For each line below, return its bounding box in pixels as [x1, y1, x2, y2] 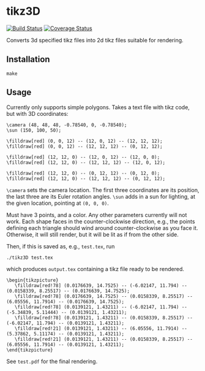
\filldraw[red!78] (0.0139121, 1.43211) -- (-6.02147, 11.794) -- [14, 304, 188, 310]
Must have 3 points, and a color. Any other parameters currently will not [6, 211, 187, 218]
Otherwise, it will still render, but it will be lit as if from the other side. [6, 231, 179, 238]
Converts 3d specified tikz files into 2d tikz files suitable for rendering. [6, 36, 184, 44]
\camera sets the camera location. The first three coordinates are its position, [6, 186, 199, 194]
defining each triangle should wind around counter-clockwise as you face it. [6, 224, 198, 231]
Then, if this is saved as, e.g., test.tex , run [6, 242, 115, 250]
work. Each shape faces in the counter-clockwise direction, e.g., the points [6, 218, 195, 225]
